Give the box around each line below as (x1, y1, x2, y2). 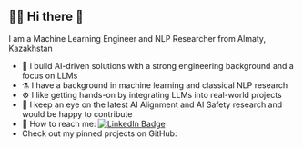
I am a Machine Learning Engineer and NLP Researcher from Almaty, (8, 33, 266, 44)
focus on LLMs (21, 70, 78, 81)
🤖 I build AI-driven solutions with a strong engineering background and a (21, 60, 295, 71)
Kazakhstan (8, 43, 53, 54)
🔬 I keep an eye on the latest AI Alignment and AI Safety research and (21, 99, 283, 110)
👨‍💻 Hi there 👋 (8, 9, 84, 25)
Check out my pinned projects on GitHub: (21, 128, 177, 139)
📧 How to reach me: (21, 118, 96, 129)
